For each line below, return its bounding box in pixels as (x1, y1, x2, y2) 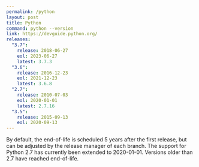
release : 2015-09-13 (17, 114, 68, 120)
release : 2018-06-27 (17, 48, 68, 54)
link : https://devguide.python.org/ (6, 31, 98, 37)
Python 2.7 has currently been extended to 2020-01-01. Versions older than (6, 149, 193, 156)
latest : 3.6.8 (17, 81, 52, 87)
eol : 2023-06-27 (17, 53, 58, 59)
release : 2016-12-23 (17, 70, 68, 76)
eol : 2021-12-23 (17, 75, 58, 81)
